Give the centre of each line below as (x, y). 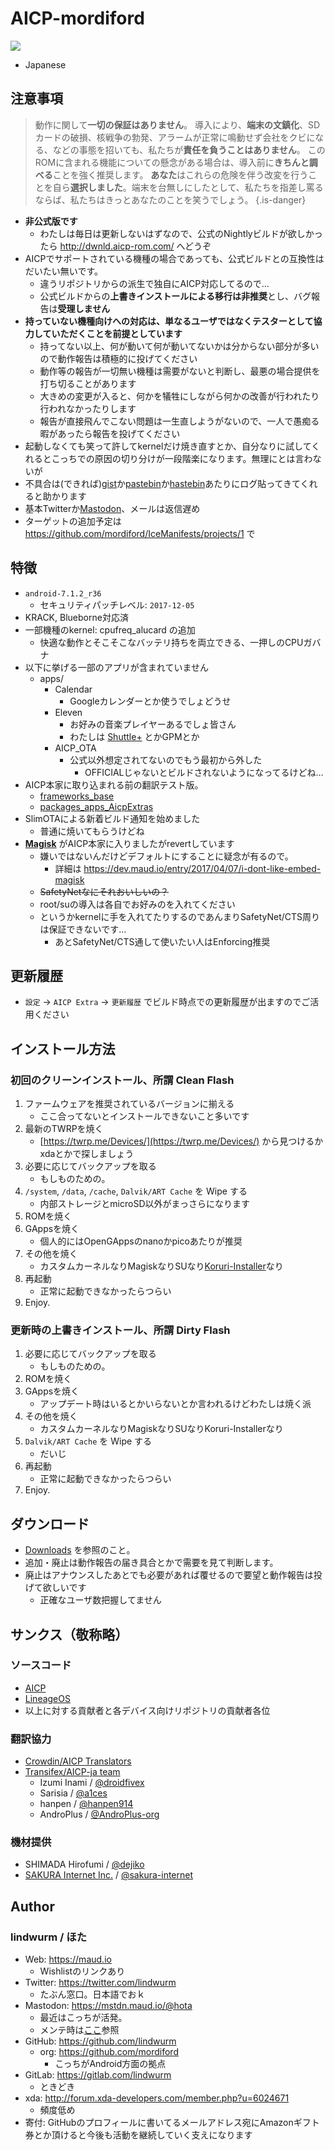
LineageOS (47, 1698)
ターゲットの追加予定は (73, 521)
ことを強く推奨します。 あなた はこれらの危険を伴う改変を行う (180, 174)
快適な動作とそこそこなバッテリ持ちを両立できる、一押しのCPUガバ (180, 642)
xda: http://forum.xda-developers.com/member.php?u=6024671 (157, 2098)
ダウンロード (50, 1523)
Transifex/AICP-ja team (72, 1772)
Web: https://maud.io (68, 1959)
